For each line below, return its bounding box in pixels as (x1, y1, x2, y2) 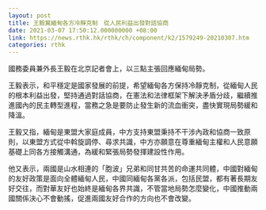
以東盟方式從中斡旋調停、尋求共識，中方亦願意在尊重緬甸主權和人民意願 (21, 137, 258, 147)
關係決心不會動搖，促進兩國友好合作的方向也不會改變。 (14, 193, 196, 203)
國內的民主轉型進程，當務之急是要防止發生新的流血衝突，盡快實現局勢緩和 (14, 101, 258, 110)
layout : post (8, 11, 51, 20)
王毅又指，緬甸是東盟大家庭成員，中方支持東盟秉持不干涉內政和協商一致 (8, 128, 244, 137)
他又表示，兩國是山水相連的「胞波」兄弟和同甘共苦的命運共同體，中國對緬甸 (8, 164, 258, 174)
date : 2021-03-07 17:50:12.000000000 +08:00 (8, 26, 158, 34)
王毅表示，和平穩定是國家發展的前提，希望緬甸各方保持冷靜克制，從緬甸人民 (8, 81, 258, 90)
